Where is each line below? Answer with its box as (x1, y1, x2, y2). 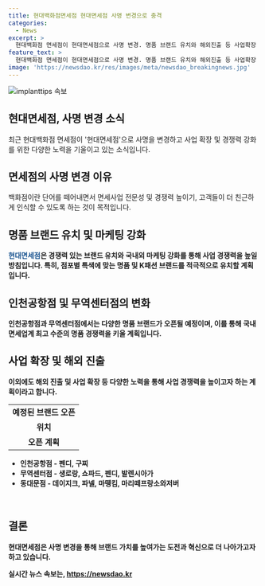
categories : (8, 19, 48, 27)
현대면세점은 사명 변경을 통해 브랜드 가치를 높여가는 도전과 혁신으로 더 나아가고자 (8, 542, 256, 552)
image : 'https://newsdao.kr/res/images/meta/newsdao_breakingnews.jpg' (8, 64, 251, 72)
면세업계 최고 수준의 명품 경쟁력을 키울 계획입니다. (8, 329, 162, 338)
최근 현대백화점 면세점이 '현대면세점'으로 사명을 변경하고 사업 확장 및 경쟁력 (8, 135, 242, 144)
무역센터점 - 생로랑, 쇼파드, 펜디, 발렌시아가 (19, 468, 154, 478)
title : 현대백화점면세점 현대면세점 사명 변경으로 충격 (8, 11, 162, 20)
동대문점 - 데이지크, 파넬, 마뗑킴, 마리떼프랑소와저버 (19, 479, 180, 488)
